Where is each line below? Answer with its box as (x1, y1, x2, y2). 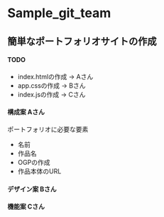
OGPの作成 (17, 158, 50, 166)
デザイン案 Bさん (7, 184, 57, 193)
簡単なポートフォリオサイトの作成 (7, 35, 157, 47)
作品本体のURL (17, 166, 62, 176)
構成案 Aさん (7, 108, 45, 116)
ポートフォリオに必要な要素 (7, 125, 89, 133)
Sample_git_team (7, 5, 111, 21)
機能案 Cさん (7, 202, 45, 211)
